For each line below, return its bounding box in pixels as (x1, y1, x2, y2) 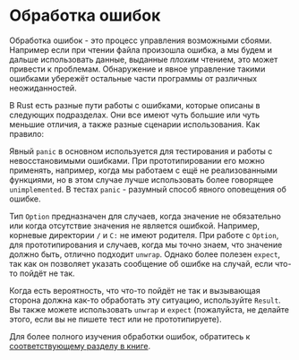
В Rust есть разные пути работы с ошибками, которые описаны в (9, 99, 261, 110)
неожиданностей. (9, 82, 78, 93)
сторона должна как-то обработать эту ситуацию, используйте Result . (9, 295, 281, 305)
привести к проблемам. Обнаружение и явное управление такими (9, 64, 266, 74)
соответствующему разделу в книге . (9, 340, 150, 351)
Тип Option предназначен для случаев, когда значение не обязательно (9, 210, 282, 221)
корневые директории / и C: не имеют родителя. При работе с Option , (9, 229, 279, 240)
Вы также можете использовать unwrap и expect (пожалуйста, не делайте (9, 304, 289, 314)
